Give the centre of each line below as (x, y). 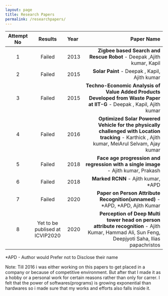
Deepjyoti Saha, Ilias (136, 239)
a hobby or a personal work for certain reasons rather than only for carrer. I (82, 277)
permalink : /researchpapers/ (35, 19)
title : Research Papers (30, 14)
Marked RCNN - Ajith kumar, (126, 179)
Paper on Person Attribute (128, 193)
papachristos (145, 245)
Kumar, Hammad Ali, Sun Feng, (124, 232)
